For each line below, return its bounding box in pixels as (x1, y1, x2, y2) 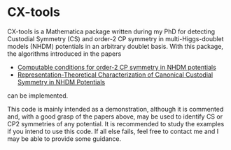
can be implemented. (7, 91, 69, 100)
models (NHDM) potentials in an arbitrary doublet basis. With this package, (7, 42, 224, 50)
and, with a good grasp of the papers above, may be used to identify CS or (7, 112, 223, 121)
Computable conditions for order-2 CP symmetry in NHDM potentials (17, 63, 217, 71)
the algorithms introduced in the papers (7, 50, 122, 58)
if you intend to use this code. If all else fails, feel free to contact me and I (7, 127, 219, 135)
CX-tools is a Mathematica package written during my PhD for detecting (7, 27, 216, 36)
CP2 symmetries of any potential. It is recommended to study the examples (7, 119, 225, 128)
